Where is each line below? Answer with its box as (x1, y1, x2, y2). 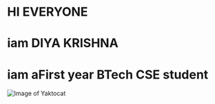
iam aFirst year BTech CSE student (7, 66, 209, 82)
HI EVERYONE (7, 4, 88, 20)
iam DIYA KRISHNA (7, 36, 119, 51)
